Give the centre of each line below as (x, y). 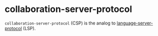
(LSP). (29, 28)
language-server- (135, 23)
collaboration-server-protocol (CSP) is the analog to (60, 23)
